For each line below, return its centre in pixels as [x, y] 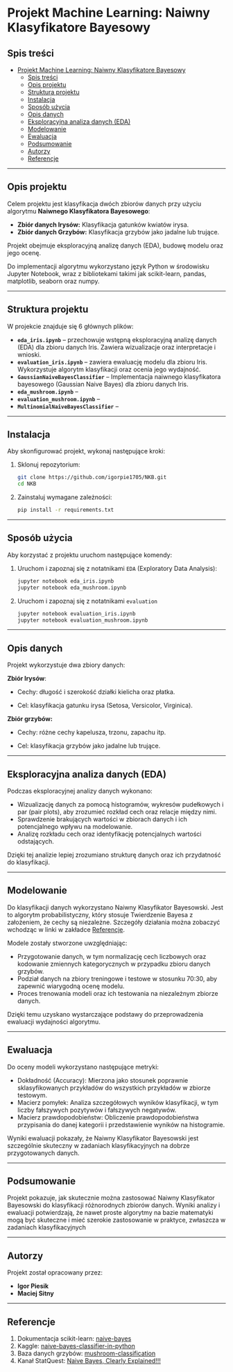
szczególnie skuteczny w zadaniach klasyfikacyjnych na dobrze [98, 1145]
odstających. [35, 841]
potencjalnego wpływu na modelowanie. [75, 826]
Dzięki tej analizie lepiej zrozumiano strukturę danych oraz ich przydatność [114, 855]
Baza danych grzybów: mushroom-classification [86, 1353]
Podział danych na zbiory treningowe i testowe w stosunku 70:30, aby [117, 978]
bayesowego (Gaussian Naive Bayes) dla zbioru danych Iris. [103, 384]
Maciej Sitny [35, 1293]
